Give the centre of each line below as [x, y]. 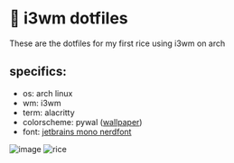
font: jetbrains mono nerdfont [77, 131]
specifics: [38, 72]
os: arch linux [47, 93]
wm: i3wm [42, 103]
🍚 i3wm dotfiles [69, 18]
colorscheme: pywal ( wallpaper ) [82, 122]
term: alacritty [48, 113]
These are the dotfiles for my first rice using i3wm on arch [117, 43]
